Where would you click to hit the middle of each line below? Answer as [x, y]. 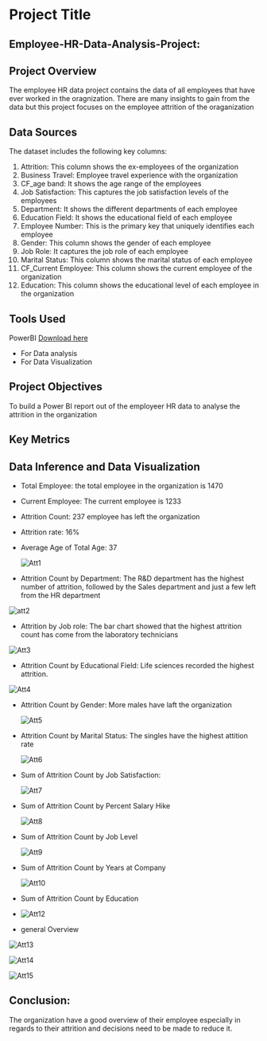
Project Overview [53, 70]
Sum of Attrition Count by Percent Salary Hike [95, 806]
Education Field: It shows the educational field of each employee [126, 217]
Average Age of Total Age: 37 [69, 548]
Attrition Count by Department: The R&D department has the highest [132, 578]
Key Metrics [40, 440]
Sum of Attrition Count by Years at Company [93, 868]
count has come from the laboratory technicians [99, 635]
